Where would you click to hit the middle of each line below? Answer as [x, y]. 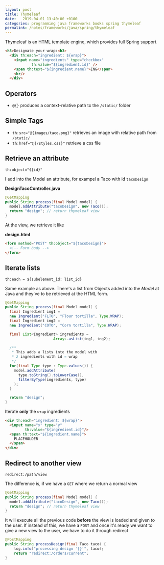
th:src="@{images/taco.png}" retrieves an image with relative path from [84, 133]
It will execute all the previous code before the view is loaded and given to [80, 520]
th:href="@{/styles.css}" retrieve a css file [57, 143]
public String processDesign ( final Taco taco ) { [56, 544]
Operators [21, 94]
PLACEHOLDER [26, 439]
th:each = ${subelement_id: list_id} [44, 279]
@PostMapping [18, 540]
